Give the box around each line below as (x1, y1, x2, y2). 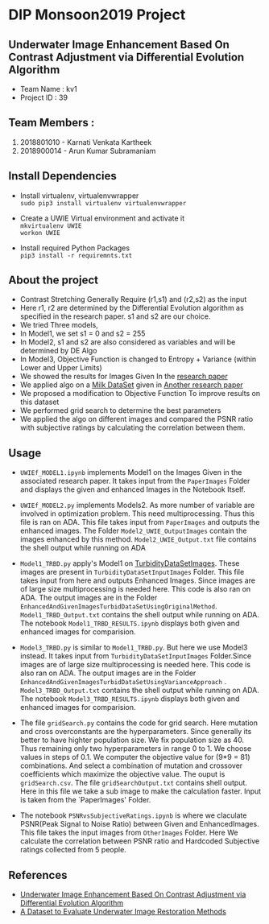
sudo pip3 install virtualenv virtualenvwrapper (19, 199, 187, 207)
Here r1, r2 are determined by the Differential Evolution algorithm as (19, 303, 244, 313)
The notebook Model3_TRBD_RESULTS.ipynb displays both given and (19, 694, 240, 703)
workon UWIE (19, 229, 60, 237)
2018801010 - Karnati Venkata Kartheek (19, 137, 152, 146)
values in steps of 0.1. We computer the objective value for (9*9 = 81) (19, 753, 251, 762)
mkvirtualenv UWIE (19, 221, 82, 230)
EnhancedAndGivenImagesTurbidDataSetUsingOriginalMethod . (19, 601, 217, 611)
